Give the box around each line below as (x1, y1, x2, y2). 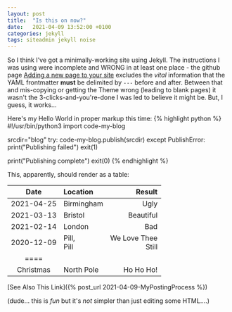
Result (136, 187, 158, 197)
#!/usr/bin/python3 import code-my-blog (7, 122, 126, 130)
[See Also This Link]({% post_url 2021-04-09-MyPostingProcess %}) (7, 283, 208, 292)
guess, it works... (7, 101, 57, 109)
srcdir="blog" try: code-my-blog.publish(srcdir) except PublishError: (7, 135, 206, 144)
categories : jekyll (7, 30, 65, 37)
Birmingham (63, 199, 103, 208)
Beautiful (127, 211, 158, 220)
